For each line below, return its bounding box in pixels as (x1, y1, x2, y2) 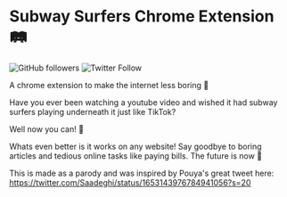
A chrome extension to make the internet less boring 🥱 (9, 79, 209, 90)
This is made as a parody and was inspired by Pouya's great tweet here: (9, 168, 275, 178)
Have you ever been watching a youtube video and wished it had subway (9, 96, 278, 108)
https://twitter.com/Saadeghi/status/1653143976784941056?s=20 (9, 176, 251, 188)
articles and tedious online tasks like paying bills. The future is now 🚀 (9, 150, 263, 161)
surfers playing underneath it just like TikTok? (9, 106, 176, 117)
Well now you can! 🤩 (9, 123, 85, 135)
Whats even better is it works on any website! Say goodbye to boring (9, 141, 262, 152)
